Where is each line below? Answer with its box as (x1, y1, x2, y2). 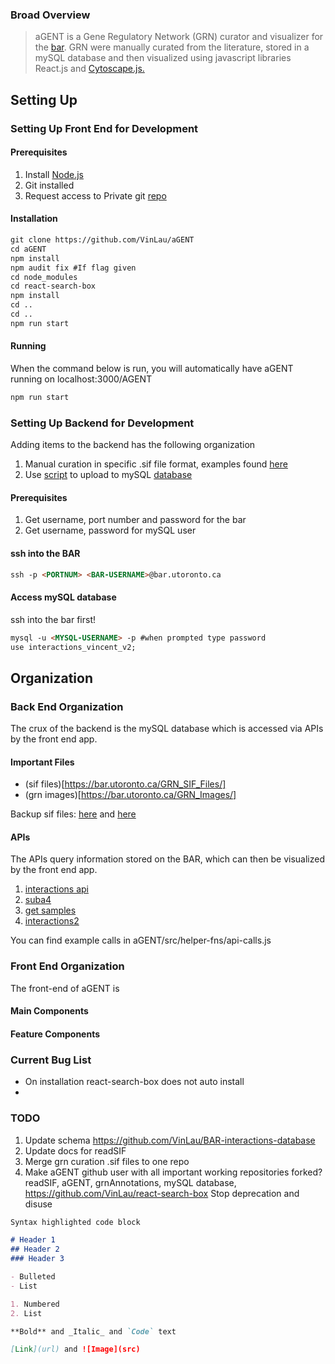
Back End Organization (10, 699, 124, 713)
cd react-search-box (10, 281, 97, 292)
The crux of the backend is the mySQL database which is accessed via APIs (10, 723, 324, 735)
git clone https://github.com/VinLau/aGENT (10, 235, 195, 245)
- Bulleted (10, 1272, 56, 1282)
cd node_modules (10, 272, 78, 282)
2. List (10, 1308, 43, 1318)
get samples (24, 904, 77, 917)
